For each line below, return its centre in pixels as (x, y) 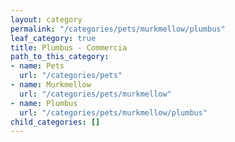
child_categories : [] (55, 122)
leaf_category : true (53, 38)
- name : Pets (37, 66)
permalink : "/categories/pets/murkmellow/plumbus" (118, 29)
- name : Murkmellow (51, 85)
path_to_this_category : (60, 57)
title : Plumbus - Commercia (69, 47)
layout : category (46, 19)
